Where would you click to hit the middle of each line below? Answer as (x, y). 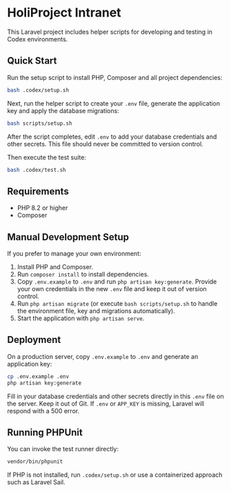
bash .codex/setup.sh (38, 90)
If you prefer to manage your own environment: (74, 254)
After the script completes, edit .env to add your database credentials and (112, 137)
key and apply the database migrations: (63, 110)
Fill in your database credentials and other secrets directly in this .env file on (115, 396)
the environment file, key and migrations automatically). (96, 311)
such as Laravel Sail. (36, 482)
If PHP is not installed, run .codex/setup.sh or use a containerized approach (115, 475)
